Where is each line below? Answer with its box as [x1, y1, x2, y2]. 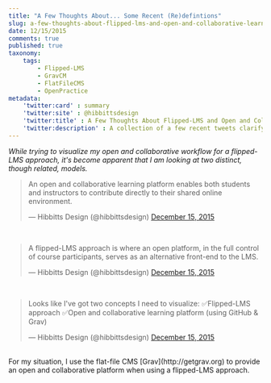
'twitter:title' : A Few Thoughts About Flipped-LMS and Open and [23, 117, 251, 125]
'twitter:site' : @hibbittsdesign [23, 110, 139, 118]
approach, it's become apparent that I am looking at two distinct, [25, 155, 242, 164]
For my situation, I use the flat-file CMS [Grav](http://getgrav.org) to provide [8, 356, 261, 366]
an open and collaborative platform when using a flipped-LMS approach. [8, 364, 250, 375]
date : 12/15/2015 [8, 27, 67, 35]
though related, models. [8, 163, 88, 173]
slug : [8, 19, 27, 27]
